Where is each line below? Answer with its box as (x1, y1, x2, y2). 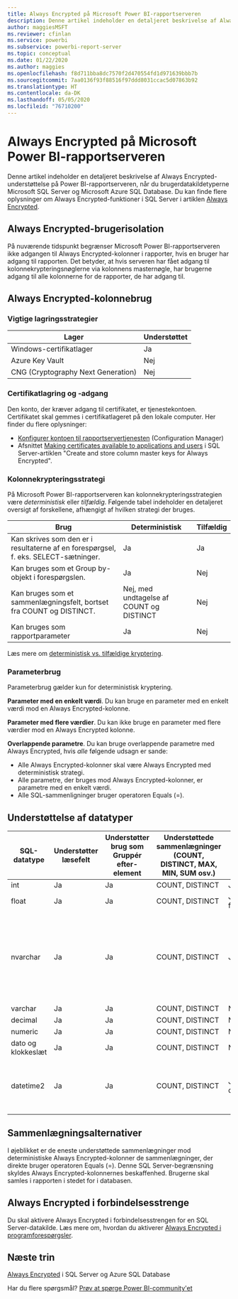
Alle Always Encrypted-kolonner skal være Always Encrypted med (17, 761, 211, 770)
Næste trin (7, 1251, 55, 1263)
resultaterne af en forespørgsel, (11, 543, 116, 553)
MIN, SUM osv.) (161, 868, 216, 878)
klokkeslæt (11, 1047, 47, 1057)
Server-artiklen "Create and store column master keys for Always (17, 448, 208, 457)
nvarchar (11, 952, 41, 962)
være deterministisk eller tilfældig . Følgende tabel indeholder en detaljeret (7, 497, 223, 506)
